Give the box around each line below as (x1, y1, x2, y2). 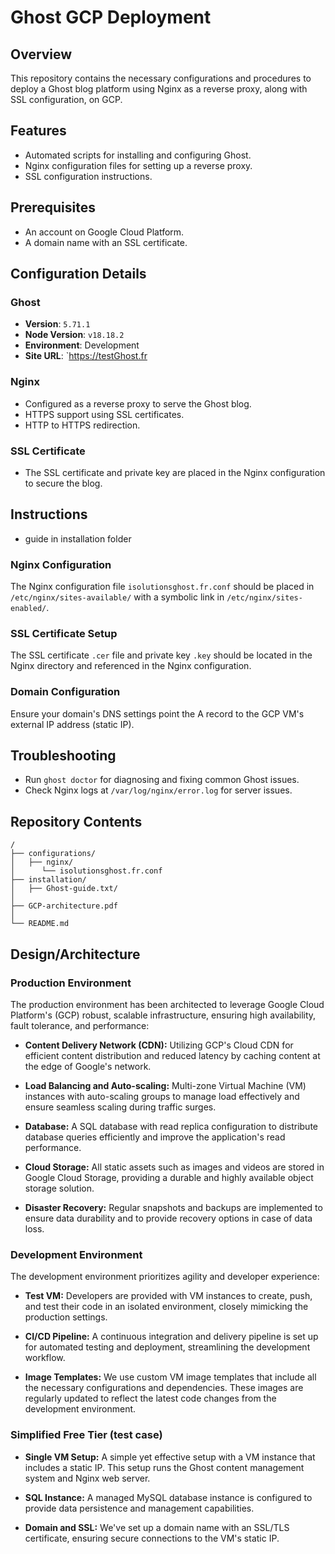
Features (10, 122, 67, 140)
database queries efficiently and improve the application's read (24, 1131, 286, 1143)
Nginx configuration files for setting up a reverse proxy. (24, 159, 253, 171)
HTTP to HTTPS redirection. (24, 419, 141, 431)
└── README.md (10, 919, 70, 929)
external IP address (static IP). (10, 718, 135, 730)
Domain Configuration (10, 685, 121, 699)
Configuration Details (10, 266, 147, 283)
